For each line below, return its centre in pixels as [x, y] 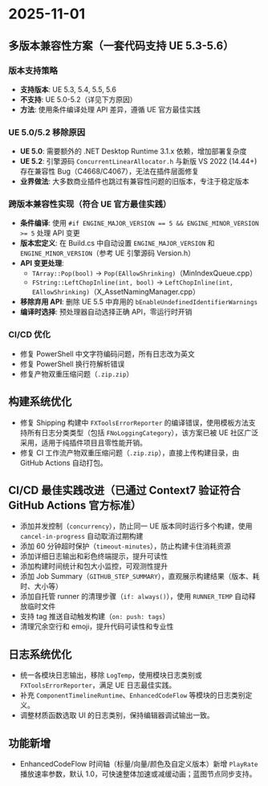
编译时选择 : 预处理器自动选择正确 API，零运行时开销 [106, 312]
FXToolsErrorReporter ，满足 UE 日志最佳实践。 [98, 685]
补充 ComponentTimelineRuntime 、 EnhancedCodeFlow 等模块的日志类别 [133, 695]
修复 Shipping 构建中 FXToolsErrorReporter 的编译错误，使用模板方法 [134, 422]
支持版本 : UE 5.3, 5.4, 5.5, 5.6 [68, 89]
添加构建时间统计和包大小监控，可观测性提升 [94, 566]
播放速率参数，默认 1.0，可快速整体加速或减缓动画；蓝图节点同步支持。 [138, 774]
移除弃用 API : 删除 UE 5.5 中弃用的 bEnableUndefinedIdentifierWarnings [139, 302]
